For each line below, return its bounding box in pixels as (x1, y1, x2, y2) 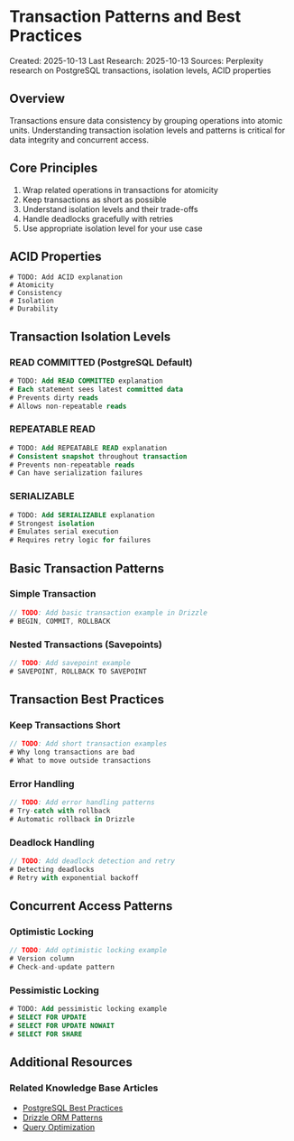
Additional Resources (9, 1054, 133, 1071)
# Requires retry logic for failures (9, 535, 152, 545)
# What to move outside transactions (9, 756, 152, 765)
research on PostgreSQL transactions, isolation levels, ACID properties (9, 65, 272, 76)
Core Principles (9, 161, 98, 176)
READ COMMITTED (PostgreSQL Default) (9, 356, 193, 368)
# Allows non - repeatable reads (9, 402, 127, 411)
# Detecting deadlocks (9, 865, 95, 875)
